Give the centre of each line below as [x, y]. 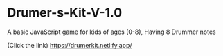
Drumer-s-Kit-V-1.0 [65, 13]
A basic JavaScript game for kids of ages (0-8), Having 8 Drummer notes [111, 32]
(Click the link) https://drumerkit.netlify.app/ [70, 45]
